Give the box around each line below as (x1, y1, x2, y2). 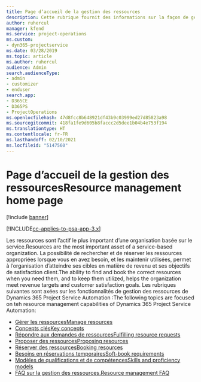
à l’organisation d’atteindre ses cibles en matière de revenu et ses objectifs (6, 262, 190, 269)
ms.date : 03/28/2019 (6, 48, 58, 54)
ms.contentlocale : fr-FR (6, 131, 68, 138)
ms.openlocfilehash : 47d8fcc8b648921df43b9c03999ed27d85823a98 (6, 114, 167, 120)
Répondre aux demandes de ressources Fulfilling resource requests (14, 331, 181, 338)
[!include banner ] (6, 213, 49, 220)
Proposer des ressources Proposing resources (14, 337, 129, 344)
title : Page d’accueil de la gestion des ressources (6, 8, 141, 15)
